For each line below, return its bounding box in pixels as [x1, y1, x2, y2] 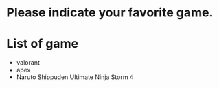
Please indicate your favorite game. [6, 5, 214, 20]
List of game [6, 36, 79, 52]
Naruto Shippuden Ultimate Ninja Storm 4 [16, 73, 135, 81]
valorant [16, 59, 41, 67]
